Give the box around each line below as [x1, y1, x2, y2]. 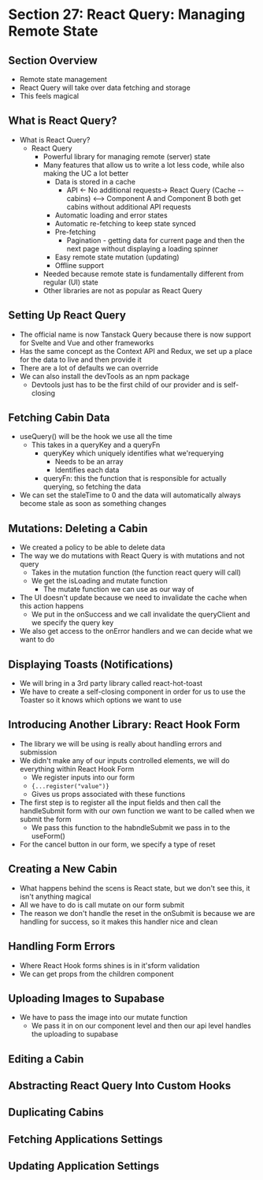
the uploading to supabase [31, 1029, 119, 1039]
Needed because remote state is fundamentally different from [43, 269, 244, 278]
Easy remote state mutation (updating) [54, 252, 180, 262]
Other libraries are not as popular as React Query [43, 285, 202, 295]
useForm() [31, 831, 65, 840]
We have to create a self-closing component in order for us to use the [19, 687, 246, 697]
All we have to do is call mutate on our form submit [19, 900, 185, 910]
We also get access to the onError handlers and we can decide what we [19, 627, 254, 636]
